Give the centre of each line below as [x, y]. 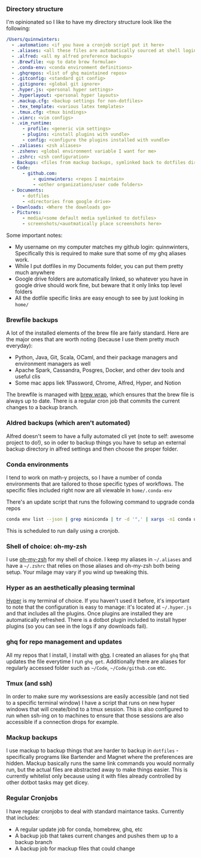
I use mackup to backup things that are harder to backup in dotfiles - [92, 750]
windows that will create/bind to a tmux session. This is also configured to [98, 709]
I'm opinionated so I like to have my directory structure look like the [89, 22]
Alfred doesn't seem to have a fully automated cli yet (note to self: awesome [100, 436]
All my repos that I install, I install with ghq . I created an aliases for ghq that [98, 655]
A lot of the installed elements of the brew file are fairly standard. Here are [98, 333]
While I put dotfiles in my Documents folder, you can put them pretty [99, 266]
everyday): [19, 346]
